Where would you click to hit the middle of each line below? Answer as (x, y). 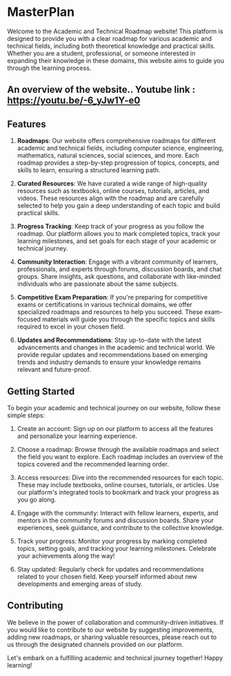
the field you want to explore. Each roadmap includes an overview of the (120, 457)
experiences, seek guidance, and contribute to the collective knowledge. (120, 527)
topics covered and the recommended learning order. (93, 464)
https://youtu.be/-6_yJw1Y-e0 (74, 101)
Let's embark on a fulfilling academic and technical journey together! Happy (115, 657)
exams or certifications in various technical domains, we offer (105, 304)
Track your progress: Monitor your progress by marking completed (112, 541)
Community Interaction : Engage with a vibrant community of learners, (118, 262)
